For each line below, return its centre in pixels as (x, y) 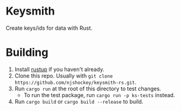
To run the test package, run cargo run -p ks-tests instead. (99, 95)
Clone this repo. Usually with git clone (64, 76)
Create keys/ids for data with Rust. (49, 28)
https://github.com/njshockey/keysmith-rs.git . (75, 82)
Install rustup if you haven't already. (59, 69)
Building (27, 52)
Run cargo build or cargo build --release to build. (79, 101)
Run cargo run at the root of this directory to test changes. (88, 89)
